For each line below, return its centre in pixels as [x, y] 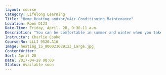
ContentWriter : [21, 51]
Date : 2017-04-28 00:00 [30, 60]
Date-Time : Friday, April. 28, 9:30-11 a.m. [52, 28]
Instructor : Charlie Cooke [33, 37]
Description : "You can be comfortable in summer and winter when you [78, 33]
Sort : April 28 [21, 56]
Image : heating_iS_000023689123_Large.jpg [49, 46]
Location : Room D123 [26, 23]
